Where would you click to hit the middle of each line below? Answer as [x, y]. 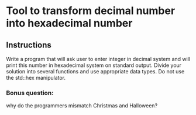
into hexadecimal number [69, 23]
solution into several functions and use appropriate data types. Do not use [95, 71]
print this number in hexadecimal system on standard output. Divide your [94, 65]
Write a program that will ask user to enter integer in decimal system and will [98, 59]
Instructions [29, 45]
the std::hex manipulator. [36, 78]
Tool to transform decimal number [91, 11]
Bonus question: [30, 93]
